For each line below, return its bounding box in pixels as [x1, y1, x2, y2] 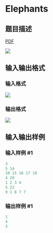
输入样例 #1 [5, 149, 33, 156]
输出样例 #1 [5, 203, 33, 210]
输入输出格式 [5, 64, 45, 73]
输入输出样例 [5, 133, 45, 142]
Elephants [5, 3, 48, 15]
